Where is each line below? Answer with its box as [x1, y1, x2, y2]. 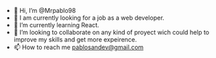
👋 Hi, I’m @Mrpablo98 [13, 7, 76, 14]
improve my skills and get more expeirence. [13, 35, 137, 44]
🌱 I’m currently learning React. [13, 21, 99, 29]
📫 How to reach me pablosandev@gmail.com [13, 43, 144, 51]
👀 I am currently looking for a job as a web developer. [13, 14, 165, 22]
